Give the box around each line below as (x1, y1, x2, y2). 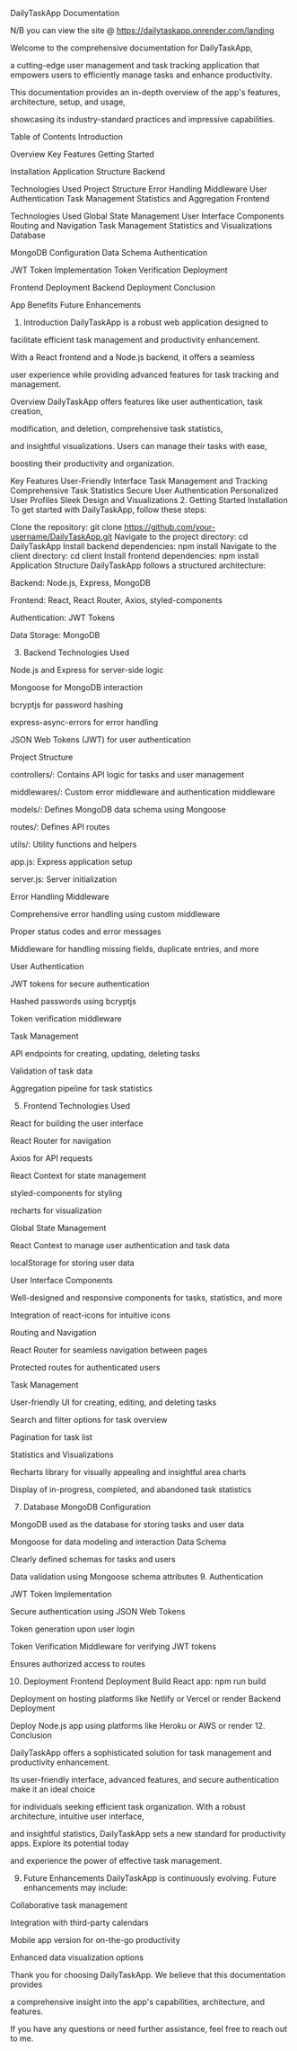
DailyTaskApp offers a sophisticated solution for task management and (10, 1748, 272, 1758)
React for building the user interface (10, 1118, 144, 1129)
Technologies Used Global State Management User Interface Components (10, 211, 285, 221)
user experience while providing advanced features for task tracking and (10, 369, 279, 380)
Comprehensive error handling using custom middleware (10, 909, 221, 919)
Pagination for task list (10, 1432, 93, 1443)
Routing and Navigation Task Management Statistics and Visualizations (10, 220, 273, 230)
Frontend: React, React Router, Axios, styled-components (10, 595, 223, 606)
